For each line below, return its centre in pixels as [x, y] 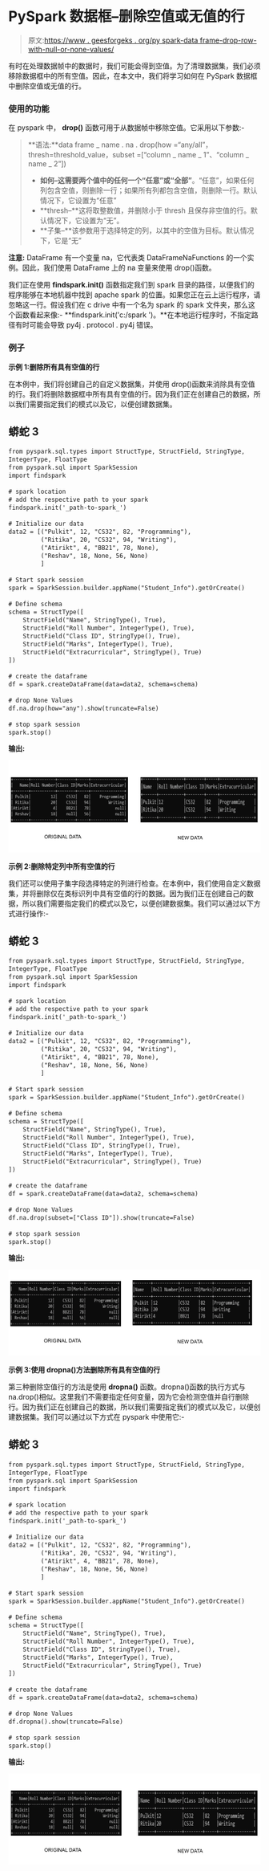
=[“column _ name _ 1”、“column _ [193, 155]
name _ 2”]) [47, 164]
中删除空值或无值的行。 [47, 86]
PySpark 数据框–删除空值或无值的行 [127, 16]
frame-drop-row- [229, 40]
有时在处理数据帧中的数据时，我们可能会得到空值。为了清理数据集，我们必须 [134, 66]
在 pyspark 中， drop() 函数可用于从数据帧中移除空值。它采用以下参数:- [126, 128]
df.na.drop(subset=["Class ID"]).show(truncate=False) [102, 1218]
